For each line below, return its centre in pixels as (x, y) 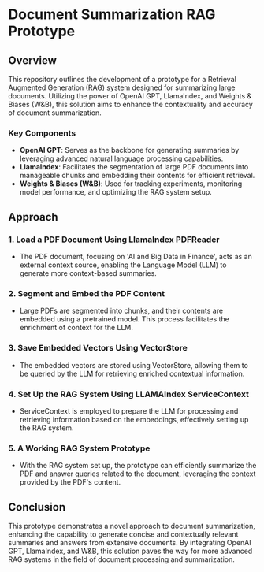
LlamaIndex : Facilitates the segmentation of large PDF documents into (134, 167)
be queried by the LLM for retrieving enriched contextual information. (132, 373)
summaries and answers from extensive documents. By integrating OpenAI (130, 542)
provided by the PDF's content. (70, 482)
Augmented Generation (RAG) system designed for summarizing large (122, 87)
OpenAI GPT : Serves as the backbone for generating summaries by (129, 150)
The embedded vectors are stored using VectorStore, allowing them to (134, 365)
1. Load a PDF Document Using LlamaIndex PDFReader (114, 240)
